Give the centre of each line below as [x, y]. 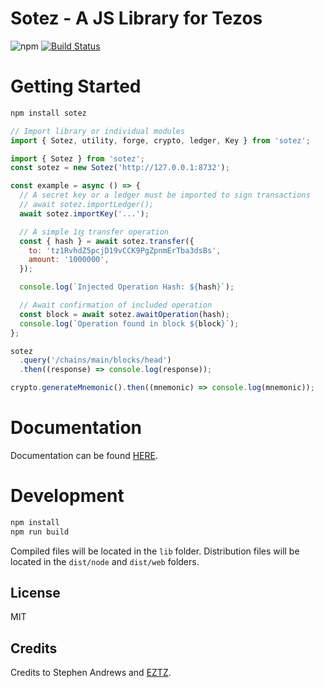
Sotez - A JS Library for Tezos [136, 18]
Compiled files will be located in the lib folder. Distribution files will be [155, 551]
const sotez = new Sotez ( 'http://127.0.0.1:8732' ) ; [120, 168]
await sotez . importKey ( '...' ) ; [84, 213]
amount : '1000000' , [69, 260]
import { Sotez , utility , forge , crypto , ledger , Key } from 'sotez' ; [160, 140]
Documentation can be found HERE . [84, 455]
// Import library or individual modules [98, 131]
